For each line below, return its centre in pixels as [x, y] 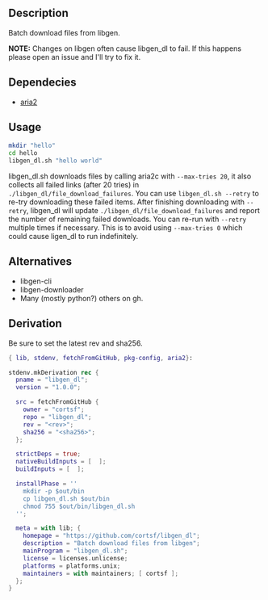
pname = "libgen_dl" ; [52, 380]
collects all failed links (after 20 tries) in [74, 185]
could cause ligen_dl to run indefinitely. [73, 237]
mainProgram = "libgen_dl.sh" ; [75, 551]
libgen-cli [36, 281]
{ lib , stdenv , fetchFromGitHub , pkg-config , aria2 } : [101, 358]
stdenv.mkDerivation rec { [54, 372]
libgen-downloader [52, 289]
